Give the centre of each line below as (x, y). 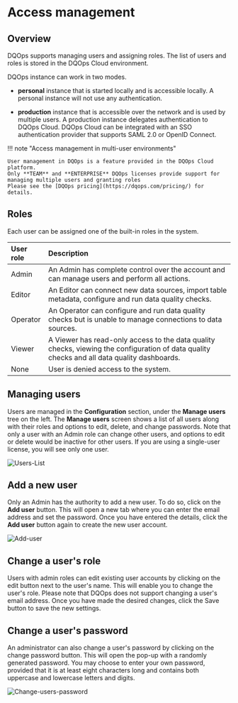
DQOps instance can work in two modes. (67, 77)
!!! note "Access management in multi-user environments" (92, 148)
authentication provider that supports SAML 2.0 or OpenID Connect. (117, 135)
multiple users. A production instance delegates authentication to (113, 119)
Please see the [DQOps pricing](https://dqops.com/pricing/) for (106, 186)
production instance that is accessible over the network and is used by (121, 112)
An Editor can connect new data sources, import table (138, 290)
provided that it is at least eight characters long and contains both (103, 670)
